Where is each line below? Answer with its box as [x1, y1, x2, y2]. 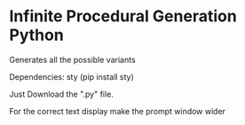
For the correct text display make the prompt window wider [9, 105, 226, 116]
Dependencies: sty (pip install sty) [9, 71, 135, 82]
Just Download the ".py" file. [9, 89, 114, 99]
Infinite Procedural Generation [9, 6, 237, 27]
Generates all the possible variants [9, 54, 136, 65]
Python [9, 25, 64, 45]
